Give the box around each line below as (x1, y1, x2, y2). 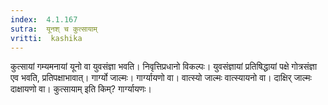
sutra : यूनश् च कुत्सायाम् (10, 24, 98, 34)
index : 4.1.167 (10, 14, 78, 25)
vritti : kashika (10, 33, 83, 43)
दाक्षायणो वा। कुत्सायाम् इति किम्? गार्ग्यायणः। (10, 83, 153, 95)
